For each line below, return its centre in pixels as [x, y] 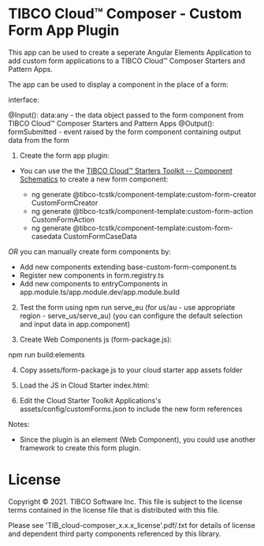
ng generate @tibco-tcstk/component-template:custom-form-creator [144, 194]
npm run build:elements [46, 354]
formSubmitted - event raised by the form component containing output [125, 132]
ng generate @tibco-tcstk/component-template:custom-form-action [142, 211]
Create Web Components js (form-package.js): [95, 339]
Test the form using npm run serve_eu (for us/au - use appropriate [127, 307]
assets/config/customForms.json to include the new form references [131, 409]
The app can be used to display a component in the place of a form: [118, 84]
